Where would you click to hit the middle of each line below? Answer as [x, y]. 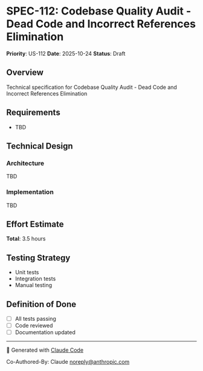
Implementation [30, 192]
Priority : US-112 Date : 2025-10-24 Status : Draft [66, 53]
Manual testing [34, 285]
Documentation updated [45, 332]
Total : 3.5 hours [26, 239]
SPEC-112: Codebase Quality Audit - [99, 11]
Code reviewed [34, 326]
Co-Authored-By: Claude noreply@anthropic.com [68, 362]
